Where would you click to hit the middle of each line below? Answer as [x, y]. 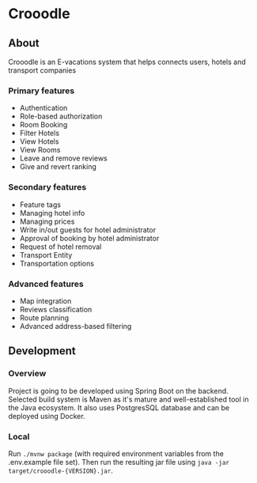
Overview [27, 374]
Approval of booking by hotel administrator [89, 238]
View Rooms [40, 150]
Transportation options [57, 263]
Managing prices [47, 221]
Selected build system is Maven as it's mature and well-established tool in [128, 399]
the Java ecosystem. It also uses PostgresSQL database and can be [119, 407]
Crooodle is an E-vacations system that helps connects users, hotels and [127, 62]
